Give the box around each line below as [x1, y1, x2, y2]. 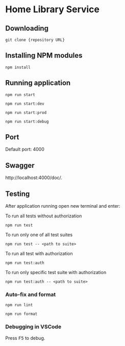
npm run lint [5, 303, 33, 308]
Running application [5, 79, 71, 87]
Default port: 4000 [5, 146, 45, 153]
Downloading [5, 24, 48, 33]
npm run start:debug [5, 119, 49, 124]
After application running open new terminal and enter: [5, 203, 120, 209]
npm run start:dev [5, 101, 44, 106]
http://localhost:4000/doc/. [5, 175, 63, 181]
